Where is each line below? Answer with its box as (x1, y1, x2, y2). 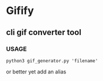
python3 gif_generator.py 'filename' (6, 58, 98, 64)
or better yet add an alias (6, 68, 66, 75)
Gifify (6, 4, 34, 17)
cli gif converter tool (6, 27, 82, 37)
